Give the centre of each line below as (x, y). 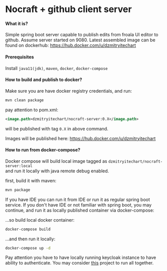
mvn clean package (24, 100)
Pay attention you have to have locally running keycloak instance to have (81, 257)
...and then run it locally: (30, 239)
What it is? (17, 23)
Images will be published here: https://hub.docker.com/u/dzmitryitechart (80, 138)
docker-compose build (28, 229)
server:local (19, 166)
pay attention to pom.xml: (32, 110)
